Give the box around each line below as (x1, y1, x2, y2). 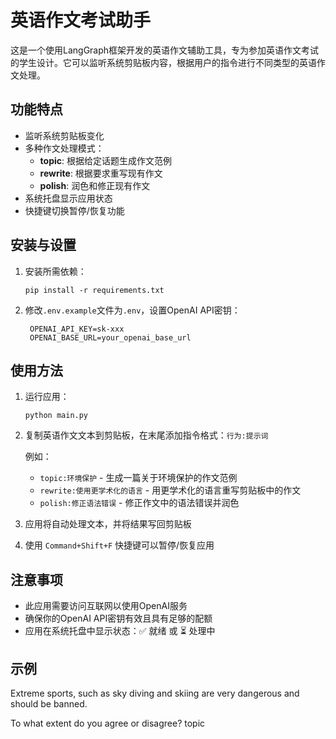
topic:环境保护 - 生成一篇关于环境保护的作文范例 (39, 472, 238, 484)
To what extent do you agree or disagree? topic (10, 717, 206, 729)
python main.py (24, 411, 89, 421)
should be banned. (10, 698, 88, 710)
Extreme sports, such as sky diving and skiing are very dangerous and (10, 687, 300, 699)
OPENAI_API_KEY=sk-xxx (29, 324, 125, 334)
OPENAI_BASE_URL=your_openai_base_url (29, 332, 192, 343)
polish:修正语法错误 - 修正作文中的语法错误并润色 (39, 497, 240, 509)
